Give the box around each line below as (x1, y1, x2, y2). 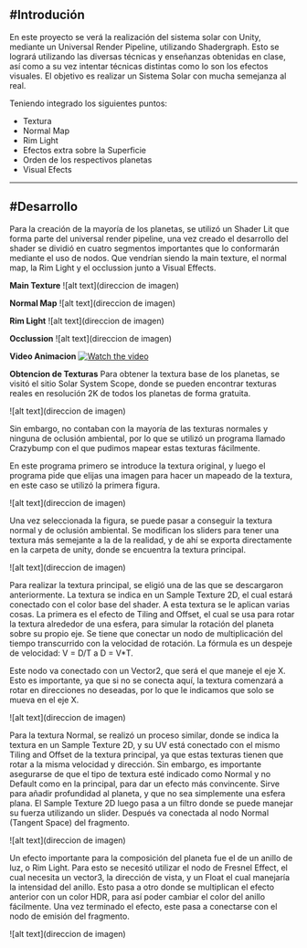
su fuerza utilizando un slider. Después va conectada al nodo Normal (9, 807, 270, 818)
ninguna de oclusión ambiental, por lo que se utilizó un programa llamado (9, 433, 286, 444)
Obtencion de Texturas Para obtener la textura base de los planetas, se (9, 368, 281, 379)
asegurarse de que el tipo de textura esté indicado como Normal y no (9, 768, 271, 779)
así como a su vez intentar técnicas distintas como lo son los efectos (9, 60, 269, 71)
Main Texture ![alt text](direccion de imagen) (9, 279, 180, 290)
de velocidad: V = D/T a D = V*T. (9, 648, 134, 658)
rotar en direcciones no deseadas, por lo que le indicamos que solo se (9, 684, 274, 695)
